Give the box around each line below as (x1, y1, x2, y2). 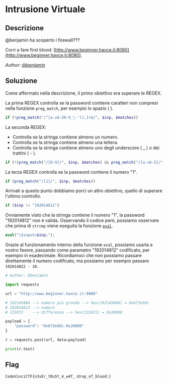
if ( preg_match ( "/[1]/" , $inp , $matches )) (5, 178, 96, 184)
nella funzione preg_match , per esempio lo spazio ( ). (5, 105, 114, 111)
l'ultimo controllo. (5, 193, 41, 199)
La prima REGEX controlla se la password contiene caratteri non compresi (5, 100, 158, 106)
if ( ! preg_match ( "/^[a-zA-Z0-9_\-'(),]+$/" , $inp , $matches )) (5, 115, 138, 120)
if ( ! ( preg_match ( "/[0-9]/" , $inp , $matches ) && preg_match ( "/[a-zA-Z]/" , (5, 160, 165, 165)
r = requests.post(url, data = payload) (5, 338, 87, 343)
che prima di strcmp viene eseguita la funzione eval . (5, 223, 113, 229)
